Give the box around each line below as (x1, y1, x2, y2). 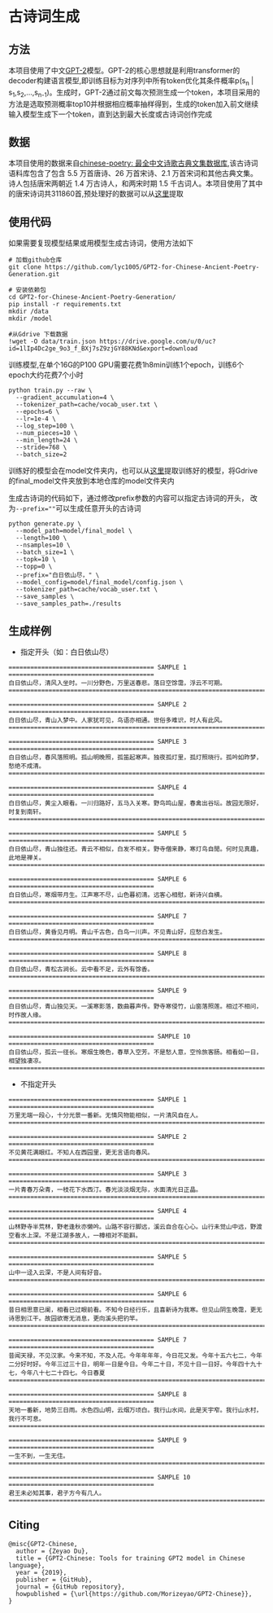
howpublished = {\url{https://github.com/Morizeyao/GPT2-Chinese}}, (15, 1589, 253, 1598)
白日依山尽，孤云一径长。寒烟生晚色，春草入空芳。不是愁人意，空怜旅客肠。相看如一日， (8, 1048, 262, 1057)
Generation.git (8, 270, 60, 279)
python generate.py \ (8, 520, 82, 528)
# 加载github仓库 (8, 256, 63, 265)
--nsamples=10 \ (15, 541, 71, 550)
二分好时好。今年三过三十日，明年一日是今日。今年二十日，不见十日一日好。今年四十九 (8, 1360, 257, 1369)
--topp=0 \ (15, 563, 53, 571)
